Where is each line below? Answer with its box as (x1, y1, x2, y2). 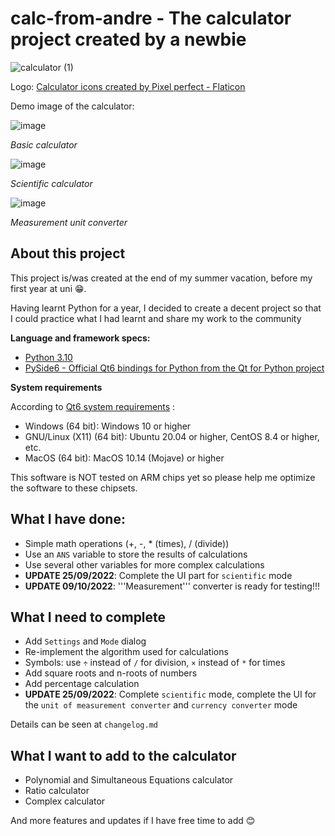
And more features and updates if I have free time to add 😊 (10, 815, 256, 827)
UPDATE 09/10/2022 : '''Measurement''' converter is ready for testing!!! (24, 580, 320, 592)
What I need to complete (10, 608, 167, 626)
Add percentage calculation (24, 678, 140, 690)
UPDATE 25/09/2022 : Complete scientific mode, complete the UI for (24, 688, 317, 701)
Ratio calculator (24, 785, 90, 797)
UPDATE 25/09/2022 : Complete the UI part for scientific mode (24, 569, 293, 581)
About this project (10, 245, 126, 262)
